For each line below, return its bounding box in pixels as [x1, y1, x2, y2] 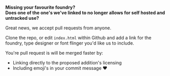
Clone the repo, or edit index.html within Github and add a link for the [5, 35, 152, 41]
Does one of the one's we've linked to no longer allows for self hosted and [5, 10, 165, 16]
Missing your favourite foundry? [5, 5, 76, 10]
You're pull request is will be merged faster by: [5, 50, 104, 56]
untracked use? [5, 15, 39, 21]
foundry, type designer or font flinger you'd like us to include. [5, 40, 134, 46]
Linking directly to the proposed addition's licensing [12, 60, 122, 65]
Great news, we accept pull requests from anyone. [5, 25, 111, 31]
